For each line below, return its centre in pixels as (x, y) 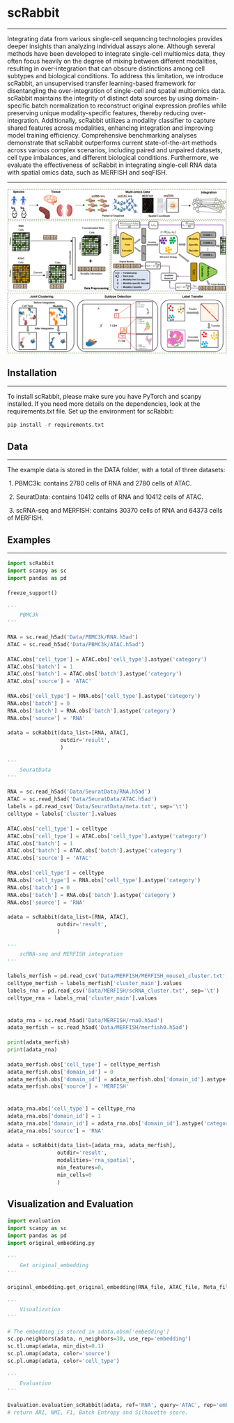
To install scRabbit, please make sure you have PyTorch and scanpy (104, 396)
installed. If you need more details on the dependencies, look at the (104, 404)
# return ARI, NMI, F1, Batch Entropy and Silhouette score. (98, 1413)
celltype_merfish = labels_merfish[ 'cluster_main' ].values (95, 984)
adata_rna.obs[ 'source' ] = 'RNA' (56, 1131)
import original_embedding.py (51, 1243)
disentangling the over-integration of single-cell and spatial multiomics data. (117, 90)
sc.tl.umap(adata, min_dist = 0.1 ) (56, 1346)
